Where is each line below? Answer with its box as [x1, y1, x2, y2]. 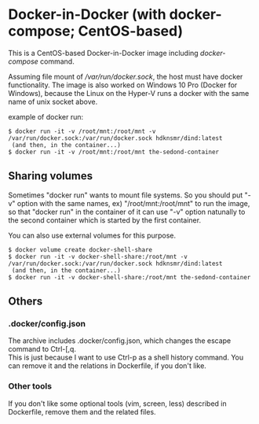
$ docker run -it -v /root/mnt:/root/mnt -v [8, 127, 156, 135]
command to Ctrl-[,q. [8, 345, 77, 354]
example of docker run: [8, 112, 84, 121]
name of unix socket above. [8, 97, 98, 106]
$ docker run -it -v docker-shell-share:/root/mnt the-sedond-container [8, 273, 251, 281]
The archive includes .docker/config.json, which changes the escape [8, 336, 232, 345]
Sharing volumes [8, 169, 93, 183]
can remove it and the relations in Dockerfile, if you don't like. [8, 361, 206, 371]
